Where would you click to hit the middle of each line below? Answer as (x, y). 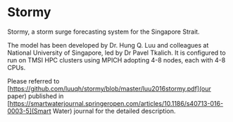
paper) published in (36, 96)
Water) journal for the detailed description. (114, 111)
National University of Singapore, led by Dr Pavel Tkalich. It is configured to (117, 53)
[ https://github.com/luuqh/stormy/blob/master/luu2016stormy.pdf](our (109, 88)
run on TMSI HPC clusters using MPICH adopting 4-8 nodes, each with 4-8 (116, 60)
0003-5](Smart (29, 111)
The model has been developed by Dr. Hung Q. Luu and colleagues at (108, 45)
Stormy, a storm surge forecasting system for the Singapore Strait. (103, 32)
